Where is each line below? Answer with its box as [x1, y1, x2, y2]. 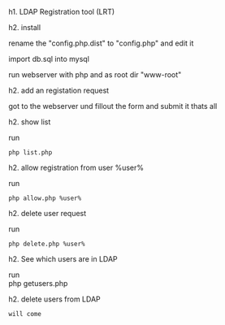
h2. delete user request [8, 209, 87, 218]
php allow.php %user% [8, 194, 82, 202]
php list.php [8, 149, 53, 157]
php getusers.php [8, 279, 68, 288]
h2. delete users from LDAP [8, 294, 102, 304]
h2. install [8, 23, 41, 32]
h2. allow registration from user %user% [8, 162, 145, 172]
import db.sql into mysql [8, 54, 89, 63]
